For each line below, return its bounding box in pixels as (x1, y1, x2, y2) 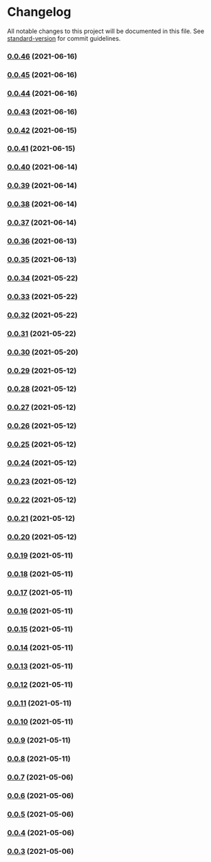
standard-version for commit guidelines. (7, 34, 121, 42)
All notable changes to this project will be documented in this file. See (7, 27, 205, 35)
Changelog (7, 4, 71, 20)
